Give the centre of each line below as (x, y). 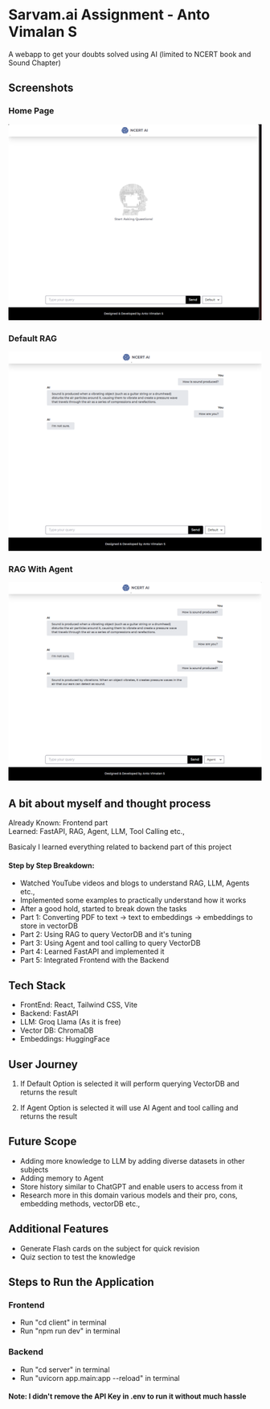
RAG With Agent (41, 569)
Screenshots (41, 88)
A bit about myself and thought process (110, 803)
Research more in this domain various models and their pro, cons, (129, 1195)
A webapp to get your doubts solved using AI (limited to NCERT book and (130, 54)
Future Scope (43, 1142)
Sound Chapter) (35, 63)
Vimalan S (43, 32)
